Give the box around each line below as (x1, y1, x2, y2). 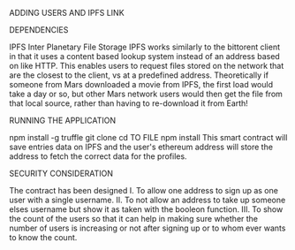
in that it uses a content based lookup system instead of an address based (9, 51, 280, 61)
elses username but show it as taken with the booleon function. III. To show (9, 204, 284, 215)
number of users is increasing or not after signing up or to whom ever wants (9, 223, 286, 233)
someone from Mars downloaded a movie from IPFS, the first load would (9, 80, 274, 89)
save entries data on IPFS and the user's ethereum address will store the (9, 141, 274, 152)
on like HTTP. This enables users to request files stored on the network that (9, 61, 284, 71)
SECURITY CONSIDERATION (9, 168, 113, 178)
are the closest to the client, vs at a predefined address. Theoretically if (9, 70, 269, 80)
